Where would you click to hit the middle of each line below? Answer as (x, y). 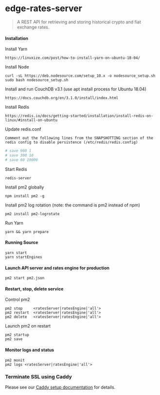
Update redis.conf (23, 129)
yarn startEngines (24, 257)
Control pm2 (18, 300)
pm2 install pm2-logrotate (32, 214)
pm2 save (14, 339)
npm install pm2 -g (25, 196)
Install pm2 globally (25, 187)
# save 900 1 (18, 151)
